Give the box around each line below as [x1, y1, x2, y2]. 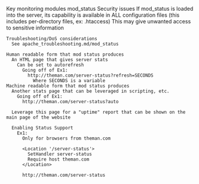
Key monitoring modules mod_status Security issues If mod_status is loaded [6, 5, 194, 12]
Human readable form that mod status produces [6, 52, 124, 58]
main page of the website [6, 114, 71, 120]
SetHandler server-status [27, 151, 93, 157]
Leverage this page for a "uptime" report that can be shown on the [11, 109, 186, 115]
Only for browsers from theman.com [22, 135, 111, 141]
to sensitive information [6, 24, 65, 31]
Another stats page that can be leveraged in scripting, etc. [11, 88, 170, 94]
